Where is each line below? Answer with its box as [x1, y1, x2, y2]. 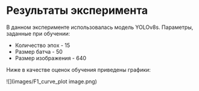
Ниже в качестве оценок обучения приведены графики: [6, 66, 151, 73]
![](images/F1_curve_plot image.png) [6, 78, 98, 85]
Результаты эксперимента [6, 4, 148, 17]
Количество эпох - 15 [14, 42, 71, 49]
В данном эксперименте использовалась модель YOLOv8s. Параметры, [6, 24, 194, 31]
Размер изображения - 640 [14, 54, 86, 61]
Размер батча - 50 [14, 48, 63, 55]
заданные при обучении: [6, 30, 71, 37]
